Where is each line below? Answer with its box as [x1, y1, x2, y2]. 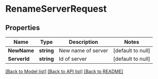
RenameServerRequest [5, 3, 107, 15]
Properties [5, 23, 40, 32]
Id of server [59, 56, 87, 62]
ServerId [8, 56, 30, 62]
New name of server [59, 47, 108, 54]
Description [68, 39, 98, 45]
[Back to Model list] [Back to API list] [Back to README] [5, 68, 124, 74]
